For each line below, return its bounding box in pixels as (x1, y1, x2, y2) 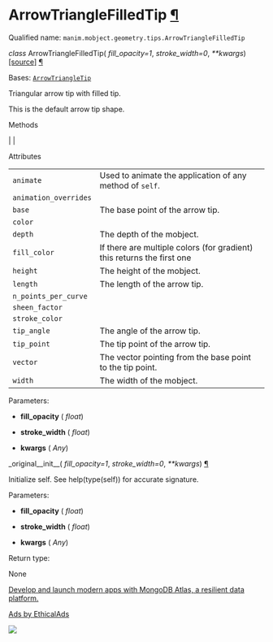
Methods (8, 119, 39, 129)
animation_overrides (12, 193, 92, 202)
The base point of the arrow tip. (99, 204, 220, 215)
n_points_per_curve (12, 291, 88, 301)
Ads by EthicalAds (8, 609, 70, 618)
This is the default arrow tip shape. (8, 104, 125, 114)
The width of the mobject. (99, 375, 198, 386)
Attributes (8, 151, 42, 161)
